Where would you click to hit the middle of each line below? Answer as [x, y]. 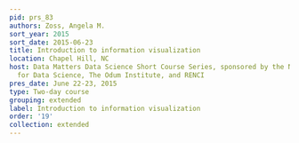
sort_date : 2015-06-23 [51, 42]
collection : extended [49, 125]
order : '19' [31, 116]
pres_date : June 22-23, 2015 [63, 83]
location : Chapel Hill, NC [59, 59]
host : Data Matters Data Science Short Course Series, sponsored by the [147, 68]
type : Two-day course [49, 91]
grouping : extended [45, 100]
